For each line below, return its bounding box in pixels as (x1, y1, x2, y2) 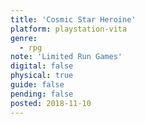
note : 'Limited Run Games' (10, 52, 123, 62)
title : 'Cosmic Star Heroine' (10, 14, 137, 25)
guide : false (10, 80, 65, 90)
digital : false (10, 61, 74, 71)
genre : (10, 33, 38, 43)
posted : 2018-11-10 (10, 98, 92, 108)
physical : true (10, 71, 74, 81)
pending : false (10, 89, 74, 99)
